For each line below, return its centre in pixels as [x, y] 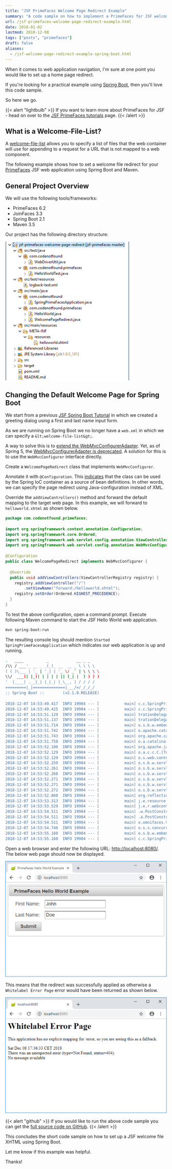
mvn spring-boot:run [27, 630]
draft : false [19, 44]
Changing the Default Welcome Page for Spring [82, 395]
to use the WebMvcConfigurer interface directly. [54, 457]
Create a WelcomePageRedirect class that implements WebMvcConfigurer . [80, 467]
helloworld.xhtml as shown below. [42, 508]
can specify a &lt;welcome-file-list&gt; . [49, 436]
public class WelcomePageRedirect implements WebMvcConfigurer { [76, 561]
